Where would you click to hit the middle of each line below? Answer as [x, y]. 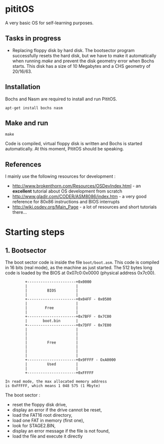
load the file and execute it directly [47, 436]
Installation [23, 87]
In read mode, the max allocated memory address [56, 382]
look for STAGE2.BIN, [34, 426]
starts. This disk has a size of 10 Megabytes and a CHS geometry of [81, 66]
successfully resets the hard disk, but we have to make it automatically [84, 55]
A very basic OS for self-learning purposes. [49, 23]
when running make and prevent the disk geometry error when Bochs [83, 61]
